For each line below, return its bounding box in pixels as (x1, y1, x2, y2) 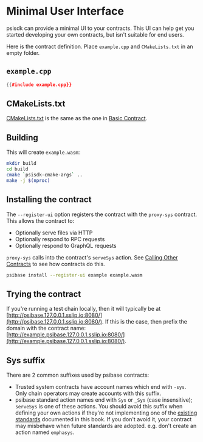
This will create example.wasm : (6, 148, 80, 156)
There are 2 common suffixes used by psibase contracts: (6, 371, 150, 379)
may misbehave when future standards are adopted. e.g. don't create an (15, 422, 197, 430)
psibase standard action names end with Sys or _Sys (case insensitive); (15, 396, 193, 404)
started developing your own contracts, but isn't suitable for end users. (6, 31, 184, 38)
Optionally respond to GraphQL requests (15, 242, 117, 249)
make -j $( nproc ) (6, 177, 50, 184)
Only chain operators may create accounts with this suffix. (15, 389, 162, 397)
